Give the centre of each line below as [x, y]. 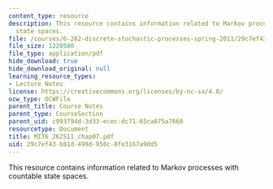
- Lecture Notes [36, 84]
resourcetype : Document [49, 129]
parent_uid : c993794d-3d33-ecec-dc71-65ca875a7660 [96, 122]
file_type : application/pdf [56, 54]
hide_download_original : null [60, 69]
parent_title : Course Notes [56, 106]
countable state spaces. [49, 176]
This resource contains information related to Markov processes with [124, 167]
